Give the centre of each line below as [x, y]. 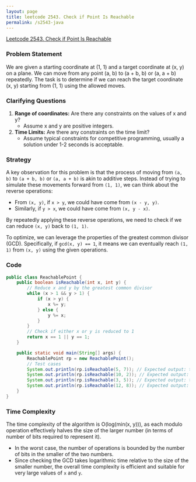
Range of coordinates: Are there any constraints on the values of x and [100, 113]
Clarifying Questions [36, 101]
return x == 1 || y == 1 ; [59, 337]
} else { [48, 310]
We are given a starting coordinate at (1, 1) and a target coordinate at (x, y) [95, 67]
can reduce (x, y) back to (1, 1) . [47, 226]
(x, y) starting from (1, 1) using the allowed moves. [66, 85]
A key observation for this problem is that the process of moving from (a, [94, 173]
